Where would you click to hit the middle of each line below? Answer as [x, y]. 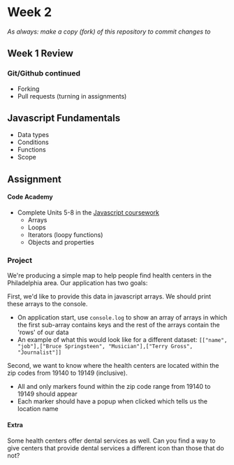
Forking [28, 89]
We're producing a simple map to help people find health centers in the [109, 276]
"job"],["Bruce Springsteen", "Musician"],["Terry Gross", [105, 347]
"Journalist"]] [39, 353]
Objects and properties [61, 243]
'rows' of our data [43, 332]
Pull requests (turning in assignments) [72, 96]
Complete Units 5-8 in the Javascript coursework [88, 213]
